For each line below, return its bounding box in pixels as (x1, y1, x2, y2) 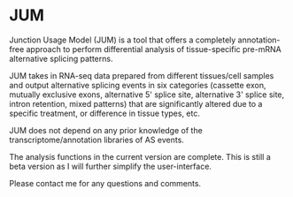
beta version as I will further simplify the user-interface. (9, 161, 212, 171)
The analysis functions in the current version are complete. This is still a (9, 151, 272, 162)
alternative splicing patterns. (9, 53, 113, 64)
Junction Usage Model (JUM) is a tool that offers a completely (9, 34, 236, 45)
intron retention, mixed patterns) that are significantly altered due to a (9, 98, 263, 109)
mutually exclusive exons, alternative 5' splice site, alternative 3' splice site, (9, 89, 285, 100)
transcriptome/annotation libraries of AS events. (9, 134, 184, 145)
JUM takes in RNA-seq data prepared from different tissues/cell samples (9, 70, 274, 80)
